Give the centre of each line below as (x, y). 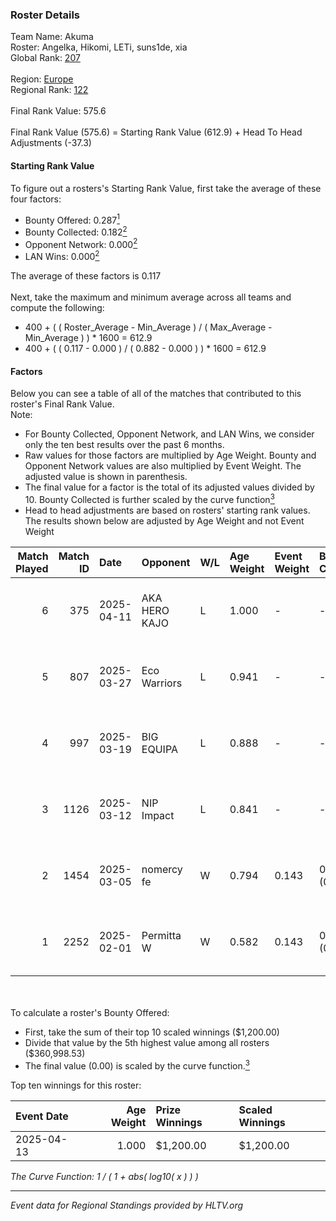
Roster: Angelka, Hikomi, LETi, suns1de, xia (99, 47)
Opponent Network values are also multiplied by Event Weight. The (163, 466)
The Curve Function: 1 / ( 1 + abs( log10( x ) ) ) (104, 1176)
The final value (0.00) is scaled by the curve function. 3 (137, 1065)
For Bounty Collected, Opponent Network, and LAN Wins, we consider (169, 434)
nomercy (162, 869)
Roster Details (45, 15)
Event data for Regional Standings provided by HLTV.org (127, 1205)
